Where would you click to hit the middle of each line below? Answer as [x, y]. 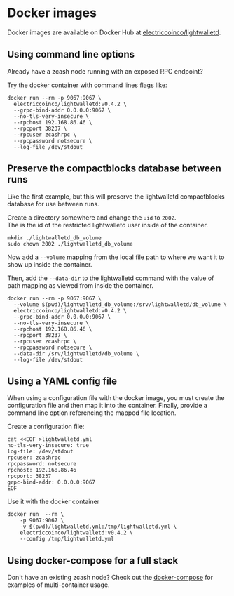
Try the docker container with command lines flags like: [87, 85]
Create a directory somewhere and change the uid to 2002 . [92, 217]
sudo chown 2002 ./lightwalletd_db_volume [70, 244]
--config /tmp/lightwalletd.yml [67, 539]
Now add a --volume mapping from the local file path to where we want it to [116, 257]
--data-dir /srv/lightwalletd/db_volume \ [76, 353]
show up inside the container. [50, 264]
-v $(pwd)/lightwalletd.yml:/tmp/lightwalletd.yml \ [98, 527]
